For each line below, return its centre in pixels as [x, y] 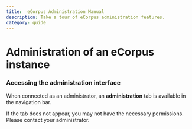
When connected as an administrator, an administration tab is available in [96, 96]
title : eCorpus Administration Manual [55, 12]
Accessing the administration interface [64, 83]
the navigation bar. [29, 102]
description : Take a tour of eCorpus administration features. [86, 17]
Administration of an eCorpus [80, 52]
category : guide [26, 22]
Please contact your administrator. [48, 120]
